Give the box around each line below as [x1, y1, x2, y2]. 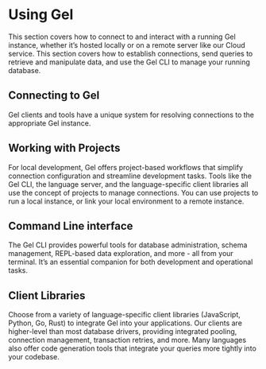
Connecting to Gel [8, 89, 100, 103]
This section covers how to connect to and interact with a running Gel [8, 32, 236, 41]
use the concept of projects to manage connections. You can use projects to [8, 188, 259, 197]
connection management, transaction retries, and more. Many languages [8, 336, 247, 345]
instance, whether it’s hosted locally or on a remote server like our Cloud [8, 40, 245, 49]
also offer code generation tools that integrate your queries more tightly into [8, 344, 256, 353]
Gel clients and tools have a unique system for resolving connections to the [8, 110, 255, 119]
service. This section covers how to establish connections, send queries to [8, 49, 253, 58]
